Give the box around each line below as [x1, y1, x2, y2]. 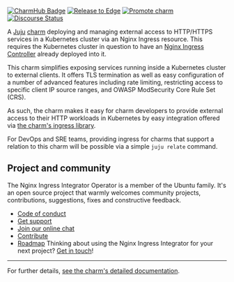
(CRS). [7, 93, 26, 101]
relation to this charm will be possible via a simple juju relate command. [7, 142, 218, 150]
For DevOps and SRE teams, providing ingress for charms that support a [7, 135, 214, 143]
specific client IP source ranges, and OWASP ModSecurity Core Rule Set [7, 86, 216, 94]
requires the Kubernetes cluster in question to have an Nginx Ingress [7, 43, 204, 50]
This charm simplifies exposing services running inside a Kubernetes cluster [7, 64, 226, 71]
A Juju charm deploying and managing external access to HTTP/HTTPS [7, 28, 213, 36]
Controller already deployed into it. [7, 50, 107, 58]
